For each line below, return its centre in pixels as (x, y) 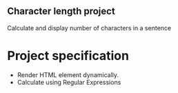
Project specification (68, 56)
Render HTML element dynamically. (68, 74)
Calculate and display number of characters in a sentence (89, 28)
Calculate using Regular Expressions (69, 82)
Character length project (61, 11)
